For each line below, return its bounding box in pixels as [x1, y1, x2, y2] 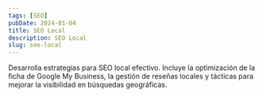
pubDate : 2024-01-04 [8, 19, 77, 27]
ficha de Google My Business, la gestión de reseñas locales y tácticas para [8, 72, 254, 81]
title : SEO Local [8, 26, 66, 34]
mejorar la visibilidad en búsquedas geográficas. [8, 80, 168, 90]
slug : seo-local [8, 41, 62, 49]
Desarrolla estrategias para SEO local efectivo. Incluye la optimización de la [8, 63, 256, 72]
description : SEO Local [8, 33, 87, 42]
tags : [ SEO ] [8, 11, 48, 20]
